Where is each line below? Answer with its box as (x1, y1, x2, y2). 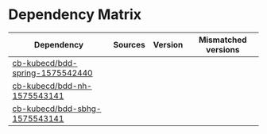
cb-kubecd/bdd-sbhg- (12, 103, 102, 114)
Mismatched (198, 34, 248, 45)
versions (206, 44, 240, 55)
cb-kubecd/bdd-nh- (12, 80, 93, 91)
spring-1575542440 (12, 67, 93, 78)
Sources (113, 39, 145, 50)
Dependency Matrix (8, 6, 141, 24)
